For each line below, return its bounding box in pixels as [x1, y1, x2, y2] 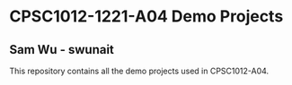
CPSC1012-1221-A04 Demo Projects [9, 6, 284, 27]
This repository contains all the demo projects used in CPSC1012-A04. [9, 65, 270, 76]
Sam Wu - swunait [9, 42, 115, 57]
